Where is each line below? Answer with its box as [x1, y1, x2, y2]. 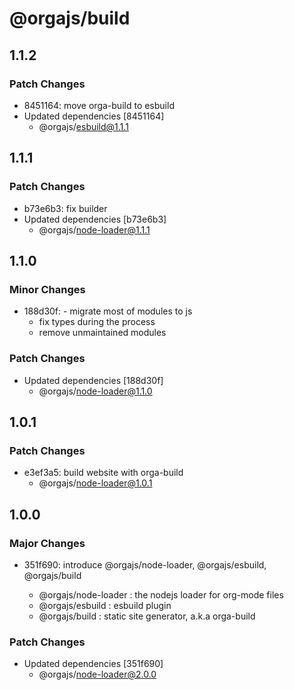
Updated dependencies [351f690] [23, 658, 164, 670]
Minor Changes [9, 282, 86, 296]
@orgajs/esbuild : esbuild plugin [38, 599, 172, 611]
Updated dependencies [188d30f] [23, 374, 164, 386]
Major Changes [9, 536, 86, 550]
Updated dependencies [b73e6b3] [23, 213, 167, 225]
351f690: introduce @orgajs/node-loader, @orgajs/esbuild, [23, 558, 267, 571]
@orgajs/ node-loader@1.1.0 [38, 385, 153, 397]
